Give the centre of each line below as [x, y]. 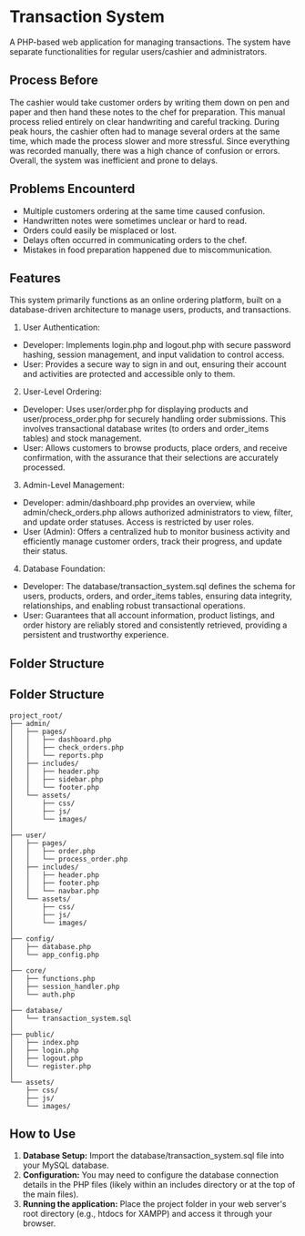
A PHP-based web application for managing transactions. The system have [150, 42]
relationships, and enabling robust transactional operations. [134, 606]
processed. [44, 467]
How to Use [43, 1134]
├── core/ [28, 970]
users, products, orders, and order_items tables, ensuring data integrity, [158, 596]
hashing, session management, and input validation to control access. [153, 355]
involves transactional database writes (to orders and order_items [146, 429]
